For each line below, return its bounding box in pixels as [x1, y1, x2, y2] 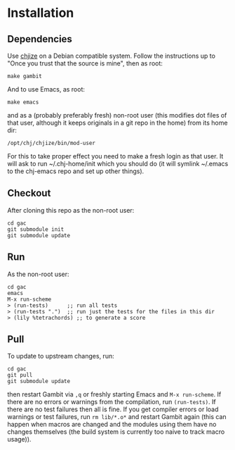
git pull [7, 372, 33, 379]
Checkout [7, 187, 51, 199]
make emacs [7, 99, 39, 106]
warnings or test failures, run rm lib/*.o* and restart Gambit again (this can [7, 413, 227, 421]
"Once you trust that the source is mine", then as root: [7, 59, 163, 68]
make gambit [7, 73, 42, 80]
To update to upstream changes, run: [7, 352, 114, 361]
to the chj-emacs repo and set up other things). [7, 167, 145, 175]
